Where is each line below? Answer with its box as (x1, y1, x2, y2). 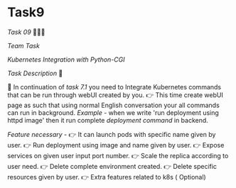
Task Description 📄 (7, 69, 63, 77)
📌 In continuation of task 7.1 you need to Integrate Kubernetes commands (7, 82, 222, 91)
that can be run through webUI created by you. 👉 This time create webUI (7, 90, 224, 99)
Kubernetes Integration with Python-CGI (7, 55, 126, 64)
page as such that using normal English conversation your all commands (7, 101, 220, 109)
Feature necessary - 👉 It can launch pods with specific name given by (7, 130, 216, 138)
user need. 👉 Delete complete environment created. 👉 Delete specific (7, 162, 218, 170)
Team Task (7, 41, 41, 50)
